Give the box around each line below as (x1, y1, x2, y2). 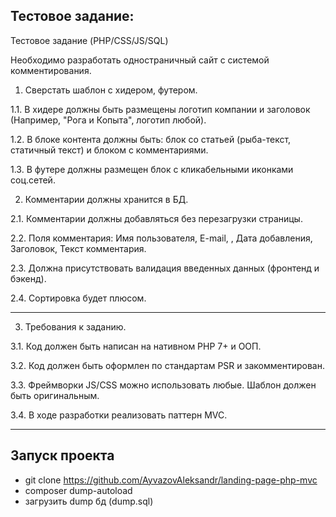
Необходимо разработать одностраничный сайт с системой (10, 54, 270, 66)
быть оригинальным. (10, 389, 100, 401)
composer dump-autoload (24, 484, 133, 496)
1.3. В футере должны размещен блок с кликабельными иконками (10, 163, 294, 175)
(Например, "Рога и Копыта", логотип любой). (10, 114, 207, 126)
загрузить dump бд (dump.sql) (24, 495, 154, 507)
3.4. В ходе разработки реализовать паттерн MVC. (10, 409, 228, 421)
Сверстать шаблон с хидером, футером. (24, 84, 198, 96)
